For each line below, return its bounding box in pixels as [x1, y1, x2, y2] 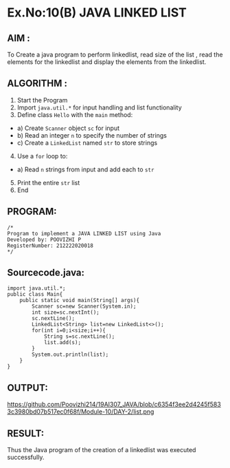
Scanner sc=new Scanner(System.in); [32, 303, 137, 310]
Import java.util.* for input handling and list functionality [16, 103, 182, 111]
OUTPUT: [7, 382, 48, 394]
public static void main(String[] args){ [19, 297, 139, 304]
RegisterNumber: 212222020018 [7, 242, 94, 249]
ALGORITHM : [7, 78, 67, 89]
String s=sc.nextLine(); [43, 333, 115, 340]
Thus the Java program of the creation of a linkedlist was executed [7, 446, 196, 454]
